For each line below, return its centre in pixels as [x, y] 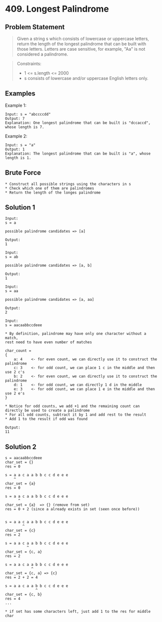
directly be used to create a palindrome [48, 410]
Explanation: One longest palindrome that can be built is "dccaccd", [78, 123]
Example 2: [16, 136]
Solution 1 [20, 207]
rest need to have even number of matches [49, 342]
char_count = [18, 351]
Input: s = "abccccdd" [28, 114]
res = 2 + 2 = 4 [21, 578]
